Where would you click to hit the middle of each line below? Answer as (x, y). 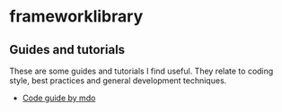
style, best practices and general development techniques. (118, 81)
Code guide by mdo (59, 98)
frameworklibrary (76, 17)
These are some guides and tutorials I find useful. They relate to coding (141, 71)
